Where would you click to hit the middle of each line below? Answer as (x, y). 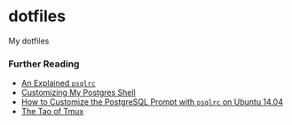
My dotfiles (29, 41)
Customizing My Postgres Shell (79, 93)
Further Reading (44, 64)
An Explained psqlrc (58, 83)
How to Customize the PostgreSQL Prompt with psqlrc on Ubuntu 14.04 (152, 102)
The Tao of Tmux (52, 112)
